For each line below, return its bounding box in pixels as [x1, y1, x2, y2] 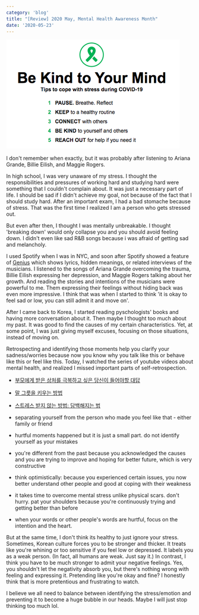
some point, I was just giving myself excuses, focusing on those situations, [6, 328, 189, 335]
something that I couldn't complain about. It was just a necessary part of [6, 185, 184, 192]
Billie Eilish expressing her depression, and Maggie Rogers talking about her [6, 272, 192, 279]
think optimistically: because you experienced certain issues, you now [14, 474, 187, 481]
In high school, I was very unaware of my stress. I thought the [6, 173, 157, 180]
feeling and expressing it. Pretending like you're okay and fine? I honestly [6, 572, 185, 579]
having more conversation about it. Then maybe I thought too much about [6, 315, 187, 322]
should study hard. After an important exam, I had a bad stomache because [6, 198, 191, 205]
